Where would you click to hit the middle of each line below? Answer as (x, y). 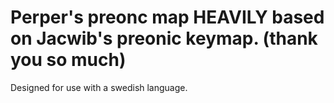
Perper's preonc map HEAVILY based (167, 17)
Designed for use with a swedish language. (99, 87)
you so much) (68, 60)
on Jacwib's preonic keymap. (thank (164, 38)
